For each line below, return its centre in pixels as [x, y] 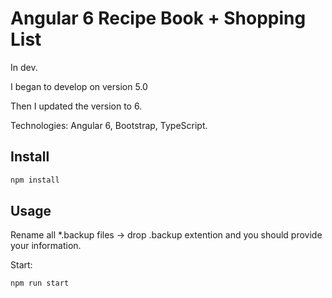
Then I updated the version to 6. [76, 106]
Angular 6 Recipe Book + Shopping [158, 18]
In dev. [24, 67]
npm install [35, 180]
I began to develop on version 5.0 [79, 86]
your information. [46, 246]
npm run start [40, 283]
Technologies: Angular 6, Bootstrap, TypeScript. [109, 125]
